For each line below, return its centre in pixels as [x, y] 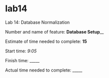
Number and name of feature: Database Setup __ [54, 32]
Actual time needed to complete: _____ [44, 70]
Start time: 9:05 [21, 51]
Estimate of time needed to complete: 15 [46, 41]
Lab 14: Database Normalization [37, 22]
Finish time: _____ [22, 60]
